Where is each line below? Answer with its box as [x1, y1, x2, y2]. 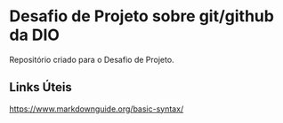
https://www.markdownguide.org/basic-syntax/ [9, 104, 184, 114]
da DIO [9, 25, 61, 45]
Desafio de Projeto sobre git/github [9, 6, 274, 27]
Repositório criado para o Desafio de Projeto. [9, 54, 175, 65]
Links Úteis [9, 80, 73, 95]
